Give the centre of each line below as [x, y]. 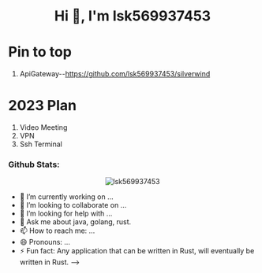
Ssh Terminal [41, 144]
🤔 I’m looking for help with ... [66, 214]
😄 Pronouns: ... [45, 242]
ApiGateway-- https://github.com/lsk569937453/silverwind [115, 74]
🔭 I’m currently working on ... [66, 197]
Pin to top [40, 52]
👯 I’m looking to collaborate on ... [73, 205]
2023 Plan [43, 106]
